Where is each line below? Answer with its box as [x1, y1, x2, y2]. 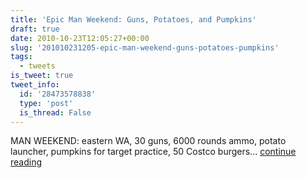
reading [10, 156, 43, 168]
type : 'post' [19, 98, 74, 108]
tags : [10, 52, 33, 62]
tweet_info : [10, 80, 60, 90]
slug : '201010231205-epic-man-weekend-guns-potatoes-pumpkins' [10, 42, 280, 53]
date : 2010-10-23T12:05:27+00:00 [10, 33, 150, 43]
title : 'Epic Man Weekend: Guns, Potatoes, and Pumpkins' [10, 14, 257, 25]
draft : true [10, 24, 60, 34]
